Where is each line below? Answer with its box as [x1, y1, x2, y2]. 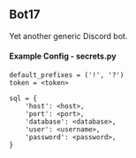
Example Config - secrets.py [9, 51, 117, 61]
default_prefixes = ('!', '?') [9, 71, 125, 80]
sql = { [9, 94, 38, 103]
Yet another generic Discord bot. [9, 30, 128, 41]
